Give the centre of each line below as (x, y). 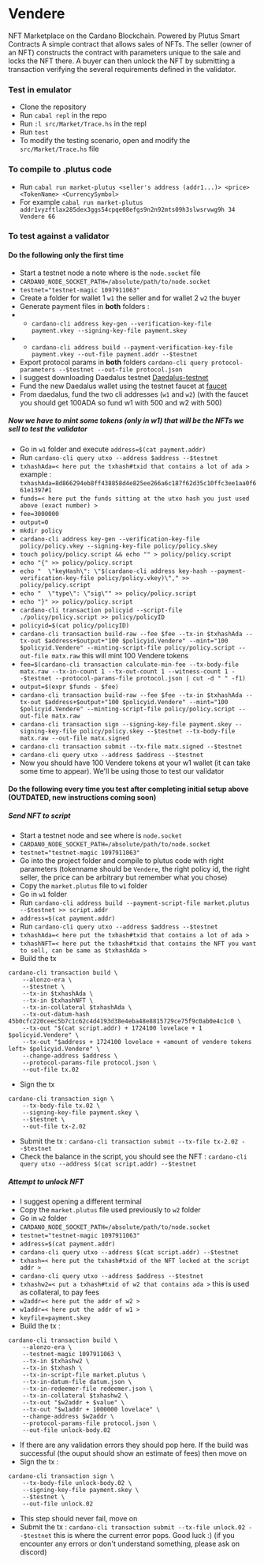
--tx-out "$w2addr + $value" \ (74, 1403)
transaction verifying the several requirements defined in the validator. (122, 69)
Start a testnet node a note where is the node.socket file (110, 273)
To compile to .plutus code (60, 169)
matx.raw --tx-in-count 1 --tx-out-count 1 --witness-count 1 (124, 671)
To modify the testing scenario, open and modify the (105, 141)
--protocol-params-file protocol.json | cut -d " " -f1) (150, 678)
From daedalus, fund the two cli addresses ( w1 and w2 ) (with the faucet (134, 394)
